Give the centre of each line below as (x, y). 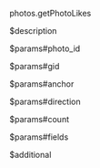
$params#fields (39, 137)
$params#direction (45, 101)
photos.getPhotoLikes (50, 13)
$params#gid (35, 66)
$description (33, 31)
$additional (30, 155)
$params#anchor (42, 84)
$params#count (40, 119)
